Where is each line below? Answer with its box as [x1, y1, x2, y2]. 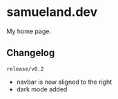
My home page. [6, 27, 51, 35]
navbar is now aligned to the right [16, 78, 112, 86]
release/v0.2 [6, 65, 44, 73]
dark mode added [16, 84, 68, 93]
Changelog [6, 47, 55, 59]
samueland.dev [6, 4, 98, 20]
